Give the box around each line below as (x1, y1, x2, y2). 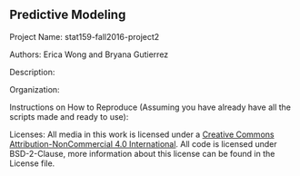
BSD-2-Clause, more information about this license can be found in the (9, 148, 275, 159)
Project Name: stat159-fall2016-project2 (9, 31, 160, 42)
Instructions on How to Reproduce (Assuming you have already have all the (9, 102, 291, 112)
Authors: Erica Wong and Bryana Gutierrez (9, 49, 169, 60)
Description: (9, 66, 55, 77)
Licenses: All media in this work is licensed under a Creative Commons (9, 129, 275, 140)
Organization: (9, 83, 61, 94)
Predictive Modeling (9, 7, 126, 23)
